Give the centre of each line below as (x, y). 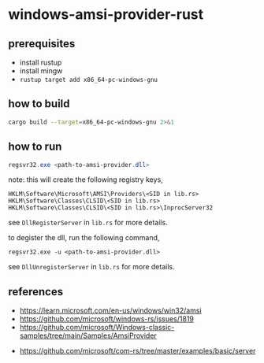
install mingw (41, 71)
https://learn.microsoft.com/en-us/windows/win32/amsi (111, 311)
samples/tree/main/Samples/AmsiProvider (88, 335)
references (36, 292)
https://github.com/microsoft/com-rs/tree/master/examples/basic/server (138, 351)
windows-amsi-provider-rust (106, 15)
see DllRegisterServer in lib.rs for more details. (88, 223)
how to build (39, 104)
